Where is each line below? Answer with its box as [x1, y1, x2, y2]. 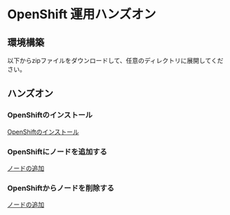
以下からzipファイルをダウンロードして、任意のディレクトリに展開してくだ [7, 57, 224, 64]
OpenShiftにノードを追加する [7, 146, 107, 156]
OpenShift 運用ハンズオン [7, 6, 156, 22]
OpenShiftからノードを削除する [7, 183, 114, 193]
